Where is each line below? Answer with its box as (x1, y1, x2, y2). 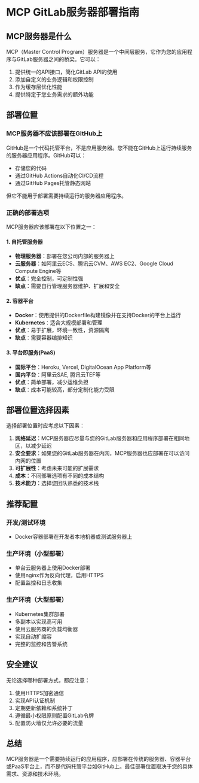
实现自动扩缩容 (14, 633, 52, 640)
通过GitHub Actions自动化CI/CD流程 (14, 172, 104, 179)
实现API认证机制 (14, 697, 56, 704)
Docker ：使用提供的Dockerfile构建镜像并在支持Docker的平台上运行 (14, 312, 181, 319)
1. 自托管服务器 (6, 238, 43, 245)
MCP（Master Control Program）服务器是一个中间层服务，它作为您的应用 (6, 48, 188, 55)
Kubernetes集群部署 (14, 610, 65, 617)
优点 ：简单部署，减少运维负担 (14, 378, 88, 386)
